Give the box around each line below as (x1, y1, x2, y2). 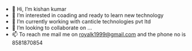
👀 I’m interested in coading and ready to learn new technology (11, 12, 164, 19)
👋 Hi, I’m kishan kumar (11, 6, 67, 12)
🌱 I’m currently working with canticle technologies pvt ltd (11, 18, 151, 25)
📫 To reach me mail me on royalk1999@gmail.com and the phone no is (11, 31, 186, 38)
